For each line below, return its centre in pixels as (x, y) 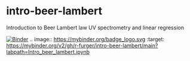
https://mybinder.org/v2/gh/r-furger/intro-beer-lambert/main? (82, 45)
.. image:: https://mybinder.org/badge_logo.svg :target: (97, 39)
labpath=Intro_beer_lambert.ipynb (48, 51)
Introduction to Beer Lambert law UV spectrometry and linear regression (95, 28)
